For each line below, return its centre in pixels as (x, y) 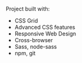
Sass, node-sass (36, 46)
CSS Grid (26, 20)
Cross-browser (34, 40)
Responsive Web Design (45, 34)
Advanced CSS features (45, 27)
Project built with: (28, 9)
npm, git (25, 53)
